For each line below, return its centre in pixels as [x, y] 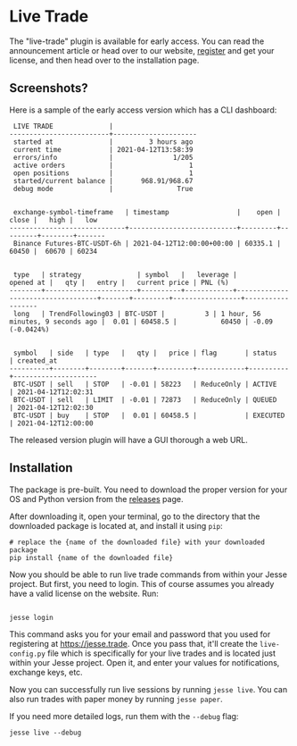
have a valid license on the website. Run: [84, 593]
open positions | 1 [103, 173]
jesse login [31, 617]
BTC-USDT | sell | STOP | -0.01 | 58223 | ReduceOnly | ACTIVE [145, 384]
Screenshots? [49, 88]
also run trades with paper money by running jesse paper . [116, 699]
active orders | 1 [103, 165]
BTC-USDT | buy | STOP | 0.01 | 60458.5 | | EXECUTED [149, 415]
